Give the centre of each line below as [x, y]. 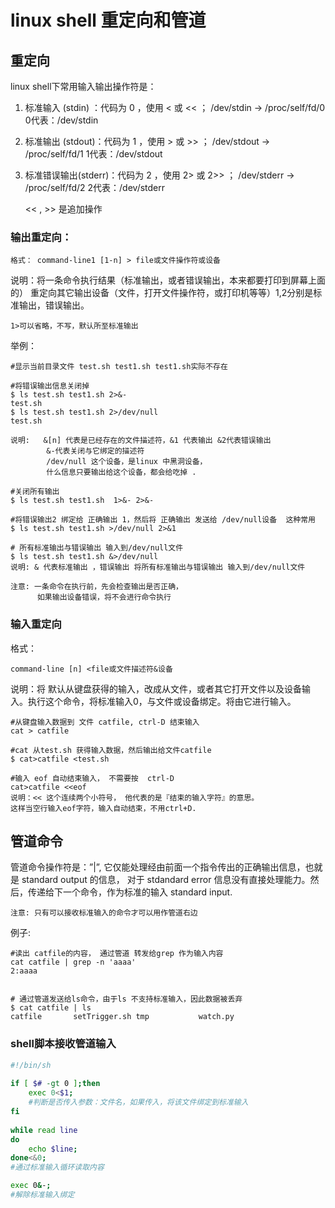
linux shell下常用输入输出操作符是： [83, 86]
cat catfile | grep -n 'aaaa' [73, 962]
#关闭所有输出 [35, 492]
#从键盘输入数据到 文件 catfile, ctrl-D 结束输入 [105, 722]
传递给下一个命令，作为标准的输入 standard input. [130, 892]
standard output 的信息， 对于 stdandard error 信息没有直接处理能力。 [166, 880]
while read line [44, 1130]
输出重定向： [41, 237]
